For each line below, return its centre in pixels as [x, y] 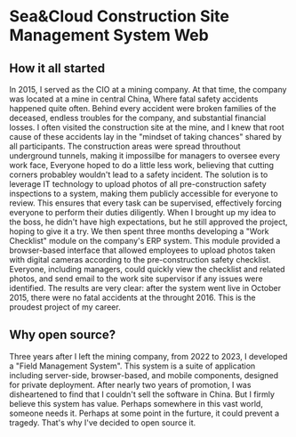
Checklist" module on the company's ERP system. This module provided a [145, 241]
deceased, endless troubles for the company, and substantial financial [138, 118]
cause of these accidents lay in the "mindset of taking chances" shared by [146, 137]
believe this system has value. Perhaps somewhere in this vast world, [136, 403]
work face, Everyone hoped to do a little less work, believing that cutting [141, 165]
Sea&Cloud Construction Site [119, 16]
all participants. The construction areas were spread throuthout [125, 146]
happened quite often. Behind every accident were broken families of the [143, 108]
